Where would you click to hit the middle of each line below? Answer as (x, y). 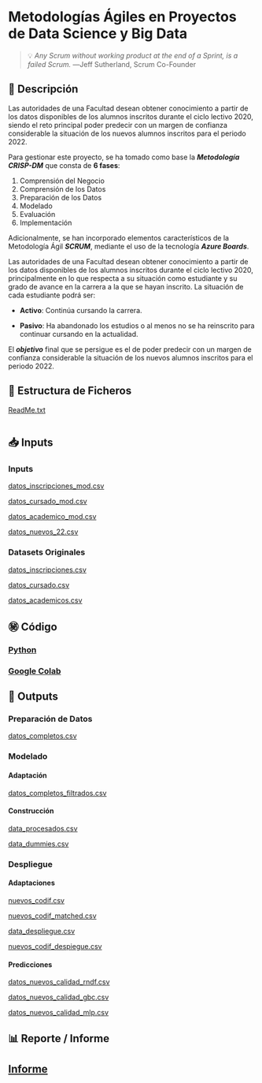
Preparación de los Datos (61, 197)
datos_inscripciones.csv (47, 570)
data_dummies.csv (39, 843)
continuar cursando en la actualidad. (79, 334)
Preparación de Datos (50, 719)
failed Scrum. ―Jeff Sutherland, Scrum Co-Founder (112, 64)
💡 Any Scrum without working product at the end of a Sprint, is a (133, 55)
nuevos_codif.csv (37, 900)
